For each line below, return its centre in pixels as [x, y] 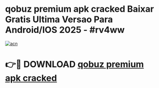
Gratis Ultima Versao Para [59, 19]
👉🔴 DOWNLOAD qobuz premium [75, 64]
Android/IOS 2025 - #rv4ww [65, 30]
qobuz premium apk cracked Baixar [80, 9]
